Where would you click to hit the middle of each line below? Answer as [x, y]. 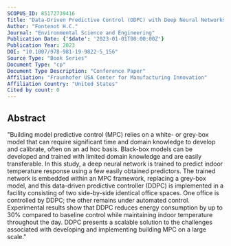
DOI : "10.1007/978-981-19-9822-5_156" [63, 52]
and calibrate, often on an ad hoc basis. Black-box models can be [100, 149]
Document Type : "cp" [37, 65]
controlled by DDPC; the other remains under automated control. [99, 200]
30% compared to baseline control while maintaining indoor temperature [110, 214]
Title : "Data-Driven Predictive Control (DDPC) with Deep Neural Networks [117, 20]
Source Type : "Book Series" [47, 58]
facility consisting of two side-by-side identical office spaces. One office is [113, 192]
